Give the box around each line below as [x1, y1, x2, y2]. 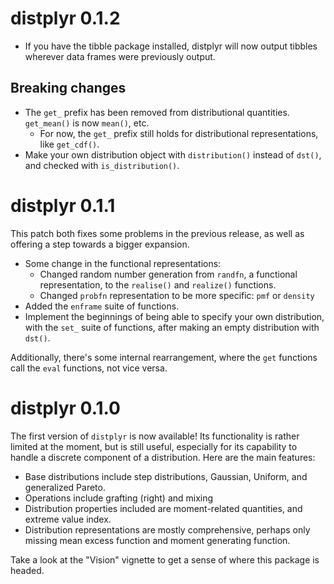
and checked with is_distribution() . [24, 159, 180, 171]
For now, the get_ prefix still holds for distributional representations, [39, 127, 319, 139]
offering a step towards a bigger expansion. [10, 238, 190, 250]
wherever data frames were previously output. [24, 50, 216, 62]
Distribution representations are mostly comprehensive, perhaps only [24, 523, 311, 536]
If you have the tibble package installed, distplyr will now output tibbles [24, 40, 318, 52]
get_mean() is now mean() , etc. [24, 117, 150, 129]
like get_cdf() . [39, 138, 100, 150]
